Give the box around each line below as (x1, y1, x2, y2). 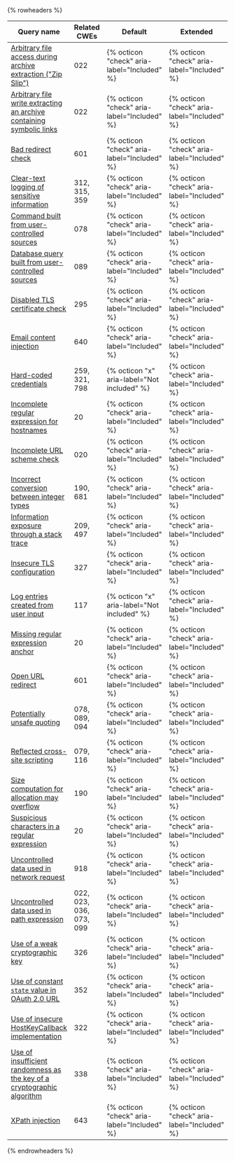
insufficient (10, 1056, 48, 1066)
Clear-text (10, 174, 45, 183)
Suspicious (10, 813, 48, 822)
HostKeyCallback (10, 1023, 68, 1032)
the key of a (10, 1074, 50, 1083)
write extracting (10, 98, 63, 108)
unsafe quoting (10, 717, 61, 727)
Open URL (10, 671, 45, 681)
